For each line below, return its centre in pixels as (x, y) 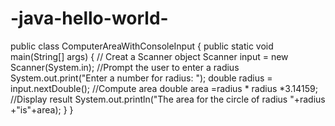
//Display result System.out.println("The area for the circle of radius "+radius (168, 99)
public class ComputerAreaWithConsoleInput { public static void (142, 46)
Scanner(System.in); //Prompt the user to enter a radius (125, 67)
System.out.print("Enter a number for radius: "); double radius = (141, 78)
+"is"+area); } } (42, 109)
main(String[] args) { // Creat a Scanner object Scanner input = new (149, 56)
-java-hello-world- (89, 18)
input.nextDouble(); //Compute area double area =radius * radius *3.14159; (164, 88)
